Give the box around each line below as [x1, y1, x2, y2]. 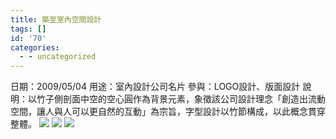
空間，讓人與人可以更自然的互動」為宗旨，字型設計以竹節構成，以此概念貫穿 [10, 106, 326, 118]
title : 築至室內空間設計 [10, 14, 102, 25]
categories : [10, 42, 60, 53]
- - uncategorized [19, 52, 97, 62]
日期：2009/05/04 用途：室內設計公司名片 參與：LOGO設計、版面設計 [10, 81, 301, 93]
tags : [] [10, 24, 47, 34]
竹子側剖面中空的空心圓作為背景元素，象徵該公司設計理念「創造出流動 [36, 93, 326, 105]
